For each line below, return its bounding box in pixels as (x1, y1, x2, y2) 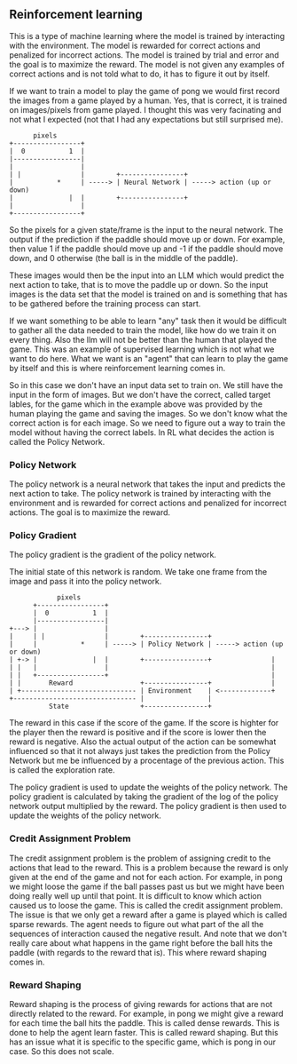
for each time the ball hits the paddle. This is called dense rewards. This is (9, 1018, 280, 1028)
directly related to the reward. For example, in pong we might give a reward (9, 1008, 284, 1019)
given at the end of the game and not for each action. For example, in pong (9, 871, 283, 882)
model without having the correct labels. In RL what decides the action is (9, 426, 275, 438)
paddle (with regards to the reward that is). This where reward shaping (9, 947, 268, 957)
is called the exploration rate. (9, 765, 115, 775)
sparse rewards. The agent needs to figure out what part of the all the (9, 918, 264, 929)
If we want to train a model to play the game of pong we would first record (9, 85, 281, 96)
